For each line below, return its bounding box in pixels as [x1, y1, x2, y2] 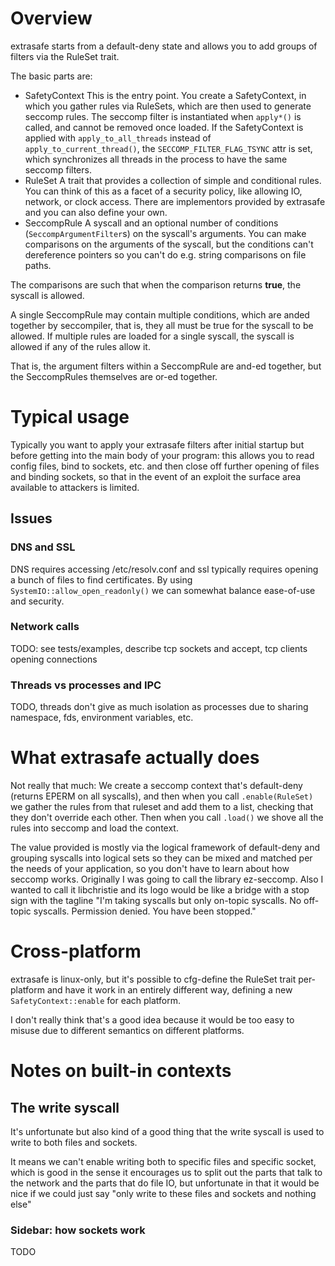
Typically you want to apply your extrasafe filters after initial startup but [10, 438, 305, 451]
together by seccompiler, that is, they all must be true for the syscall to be [10, 319, 314, 331]
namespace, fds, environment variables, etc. [10, 712, 194, 724]
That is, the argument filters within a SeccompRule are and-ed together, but [10, 360, 322, 372]
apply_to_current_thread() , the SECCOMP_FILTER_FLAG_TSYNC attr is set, [24, 142, 313, 154]
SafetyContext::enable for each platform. [10, 995, 182, 1007]
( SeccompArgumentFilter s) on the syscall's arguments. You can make [24, 227, 307, 239]
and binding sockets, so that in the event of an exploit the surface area [10, 470, 302, 482]
